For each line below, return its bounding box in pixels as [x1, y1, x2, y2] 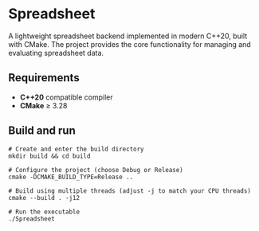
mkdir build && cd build [8, 152, 91, 160]
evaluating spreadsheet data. [8, 48, 104, 57]
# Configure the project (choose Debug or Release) [8, 166, 183, 174]
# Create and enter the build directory [8, 145, 145, 153]
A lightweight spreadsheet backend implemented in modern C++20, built [8, 31, 248, 41]
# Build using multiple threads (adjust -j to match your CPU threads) [8, 186, 251, 195]
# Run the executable [8, 208, 80, 216]
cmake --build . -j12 [8, 194, 80, 202]
